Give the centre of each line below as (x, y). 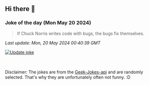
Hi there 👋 (20, 9)
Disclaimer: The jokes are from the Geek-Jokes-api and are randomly (74, 72)
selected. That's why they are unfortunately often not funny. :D (68, 77)
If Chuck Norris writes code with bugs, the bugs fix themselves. (81, 33)
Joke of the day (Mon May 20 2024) (48, 23)
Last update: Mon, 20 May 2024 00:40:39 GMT (53, 43)
